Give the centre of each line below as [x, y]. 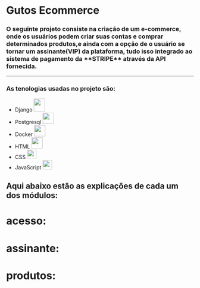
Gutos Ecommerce [53, 10]
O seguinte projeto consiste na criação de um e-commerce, [94, 29]
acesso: [26, 221]
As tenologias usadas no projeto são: [61, 89]
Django [24, 109]
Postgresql [28, 122]
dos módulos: [32, 195]
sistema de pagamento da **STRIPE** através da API [86, 59]
